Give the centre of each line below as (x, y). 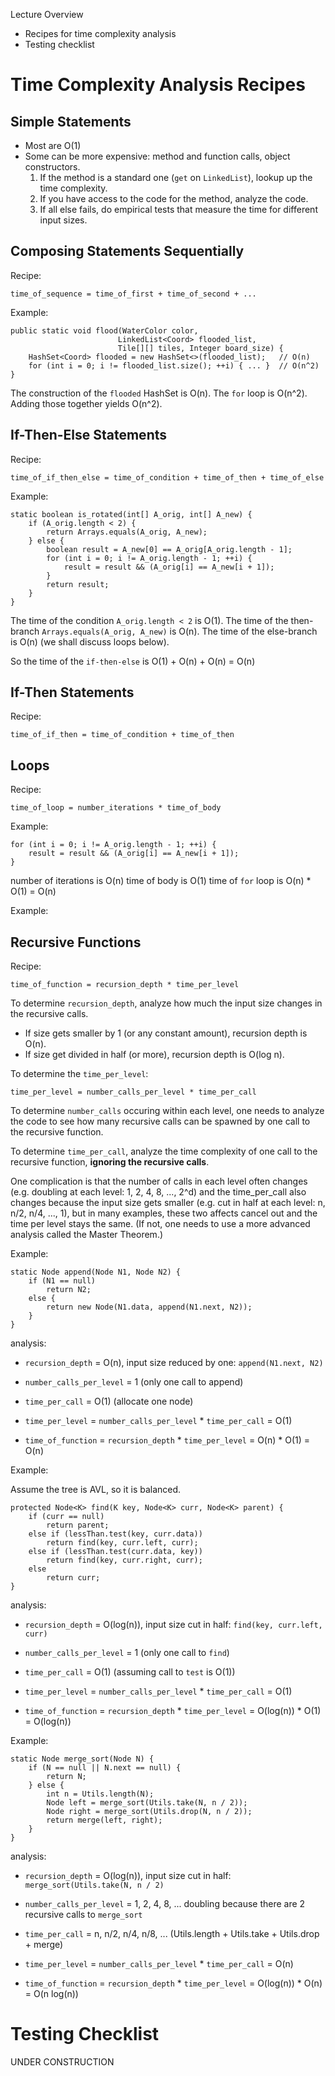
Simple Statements (71, 121)
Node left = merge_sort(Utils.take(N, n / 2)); (147, 1803)
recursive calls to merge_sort (83, 1915)
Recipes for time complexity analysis (100, 33)
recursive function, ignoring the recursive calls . (110, 1162)
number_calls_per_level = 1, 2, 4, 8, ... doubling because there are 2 (165, 1904)
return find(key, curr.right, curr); (124, 1560)
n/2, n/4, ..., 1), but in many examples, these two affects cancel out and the (164, 1213)
